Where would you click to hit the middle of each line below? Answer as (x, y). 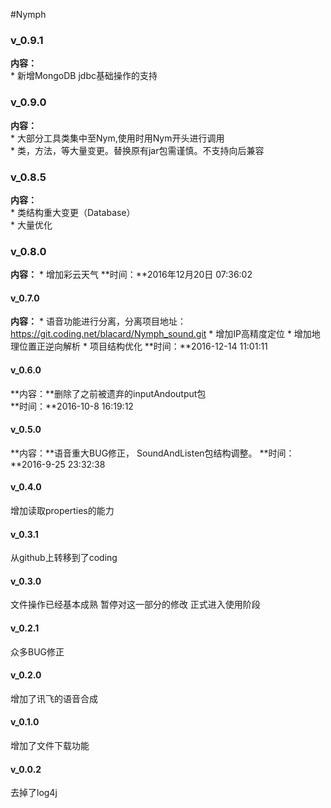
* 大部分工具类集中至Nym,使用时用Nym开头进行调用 (117, 138)
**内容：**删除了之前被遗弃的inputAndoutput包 (108, 393)
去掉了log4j (34, 793)
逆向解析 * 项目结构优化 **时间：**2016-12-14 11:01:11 (156, 346)
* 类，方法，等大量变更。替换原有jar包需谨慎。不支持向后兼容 (137, 150)
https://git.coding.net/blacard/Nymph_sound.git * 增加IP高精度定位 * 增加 (161, 334)
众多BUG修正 (37, 651)
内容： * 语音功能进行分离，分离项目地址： (98, 321)
